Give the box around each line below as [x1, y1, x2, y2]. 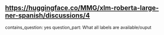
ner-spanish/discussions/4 [5, 12, 90, 20]
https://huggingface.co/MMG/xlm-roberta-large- [5, 4, 159, 12]
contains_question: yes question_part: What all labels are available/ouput [5, 24, 152, 30]
